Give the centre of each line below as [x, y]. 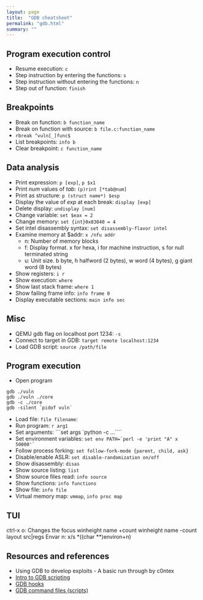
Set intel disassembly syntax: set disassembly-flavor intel [91, 228]
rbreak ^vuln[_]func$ [43, 135]
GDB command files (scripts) [52, 590]
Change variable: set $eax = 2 [54, 215]
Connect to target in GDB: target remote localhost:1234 [87, 340]
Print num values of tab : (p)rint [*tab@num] [71, 189]
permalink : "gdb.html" [35, 23]
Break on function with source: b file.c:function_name [85, 129]
